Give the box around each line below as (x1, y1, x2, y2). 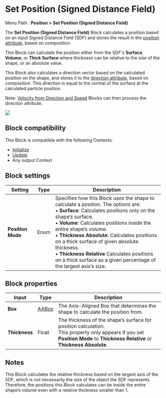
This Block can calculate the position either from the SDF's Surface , (5, 50, 144, 55)
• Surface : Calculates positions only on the (55, 207, 156, 214)
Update (12, 152, 28, 158)
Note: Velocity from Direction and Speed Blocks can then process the (5, 95, 147, 101)
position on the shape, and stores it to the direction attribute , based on (5, 75, 149, 81)
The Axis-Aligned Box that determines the (58, 302, 157, 309)
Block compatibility (5, 124, 66, 132)
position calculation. (58, 323, 105, 330)
